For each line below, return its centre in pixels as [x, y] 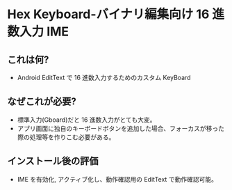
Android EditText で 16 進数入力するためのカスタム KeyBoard [104, 78]
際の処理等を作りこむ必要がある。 [66, 137]
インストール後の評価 [53, 161]
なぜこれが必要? [42, 102]
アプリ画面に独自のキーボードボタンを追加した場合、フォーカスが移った [121, 128]
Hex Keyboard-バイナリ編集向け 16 [108, 14]
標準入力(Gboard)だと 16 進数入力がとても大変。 [86, 120]
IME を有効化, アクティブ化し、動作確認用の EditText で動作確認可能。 [117, 179]
